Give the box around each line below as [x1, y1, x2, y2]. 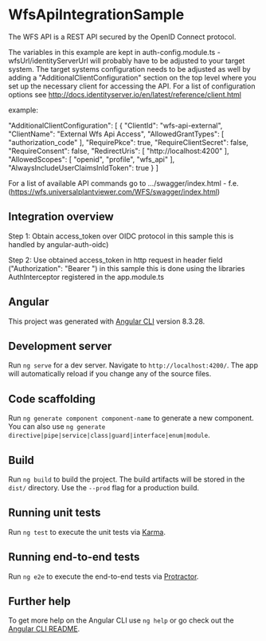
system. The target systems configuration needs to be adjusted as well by [8, 64, 251, 73]
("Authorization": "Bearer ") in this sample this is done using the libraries [8, 263, 245, 273]
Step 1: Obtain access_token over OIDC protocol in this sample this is [8, 231, 234, 241]
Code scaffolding [8, 392, 96, 406]
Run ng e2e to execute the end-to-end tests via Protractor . [8, 572, 199, 581]
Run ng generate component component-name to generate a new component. [8, 413, 255, 423]
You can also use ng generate [8, 422, 106, 431]
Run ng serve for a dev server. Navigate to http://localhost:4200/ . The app [8, 360, 259, 370]
